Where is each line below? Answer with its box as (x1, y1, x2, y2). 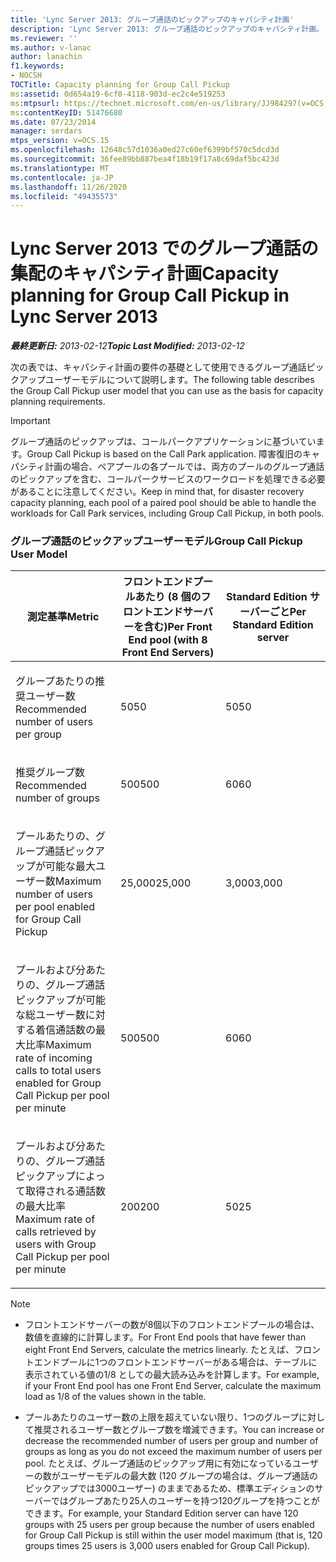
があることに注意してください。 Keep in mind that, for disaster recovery (10, 486, 305, 498)
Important (10, 415, 51, 427)
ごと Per (269, 605, 307, 619)
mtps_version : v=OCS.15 (10, 136, 110, 146)
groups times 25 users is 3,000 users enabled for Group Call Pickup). (24, 1540, 311, 1552)
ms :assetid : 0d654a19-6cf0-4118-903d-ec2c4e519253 (10, 89, 226, 99)
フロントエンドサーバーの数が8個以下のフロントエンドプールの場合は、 (24, 1319, 320, 1331)
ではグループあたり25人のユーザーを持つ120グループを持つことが (50, 1495, 320, 1507)
